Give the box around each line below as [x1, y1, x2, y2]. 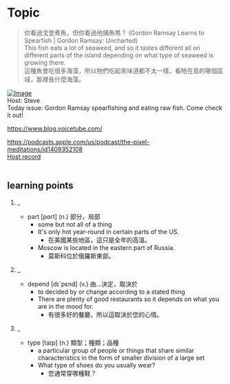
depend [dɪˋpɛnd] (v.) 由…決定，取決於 [27, 280, 138, 288]
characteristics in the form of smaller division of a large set [37, 354, 205, 362]
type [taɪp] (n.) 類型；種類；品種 [27, 338, 119, 347]
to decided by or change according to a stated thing [37, 287, 186, 296]
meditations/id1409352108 [7, 145, 83, 153]
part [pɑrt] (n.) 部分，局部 [27, 212, 101, 220]
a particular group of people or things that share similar [37, 346, 195, 354]
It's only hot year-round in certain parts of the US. [37, 227, 180, 236]
